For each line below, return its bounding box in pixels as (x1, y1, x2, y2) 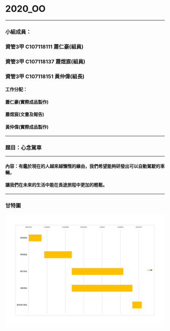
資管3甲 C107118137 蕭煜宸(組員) (5, 58, 86, 65)
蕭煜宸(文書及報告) (5, 111, 45, 117)
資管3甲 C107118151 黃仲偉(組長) (5, 73, 84, 80)
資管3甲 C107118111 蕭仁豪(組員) (5, 43, 83, 50)
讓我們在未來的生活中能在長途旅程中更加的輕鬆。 (5, 182, 107, 188)
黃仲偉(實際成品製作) (5, 124, 49, 130)
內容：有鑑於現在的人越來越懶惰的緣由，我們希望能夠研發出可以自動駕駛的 (5, 163, 160, 169)
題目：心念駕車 (5, 144, 42, 151)
